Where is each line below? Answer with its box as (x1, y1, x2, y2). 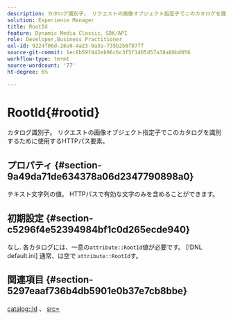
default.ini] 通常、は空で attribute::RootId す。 (7, 252, 142, 260)
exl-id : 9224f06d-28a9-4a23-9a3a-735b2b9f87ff (7, 42, 144, 49)
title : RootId (7, 23, 49, 30)
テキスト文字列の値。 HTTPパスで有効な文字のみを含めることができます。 (7, 190, 219, 198)
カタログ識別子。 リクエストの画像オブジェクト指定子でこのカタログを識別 (7, 128, 222, 136)
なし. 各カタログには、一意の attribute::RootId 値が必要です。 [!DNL (7, 243, 202, 251)
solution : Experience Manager (7, 17, 95, 24)
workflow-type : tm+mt (7, 56, 70, 63)
